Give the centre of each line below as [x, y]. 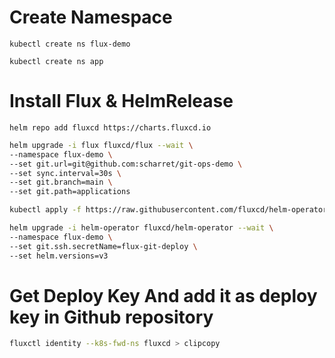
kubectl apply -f [45, 210]
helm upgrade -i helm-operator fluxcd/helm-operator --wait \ [141, 228]
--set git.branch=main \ [61, 182]
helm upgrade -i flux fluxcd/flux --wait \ [101, 145]
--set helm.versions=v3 [59, 256]
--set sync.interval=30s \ [65, 173]
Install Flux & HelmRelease [121, 101]
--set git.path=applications [70, 192]
